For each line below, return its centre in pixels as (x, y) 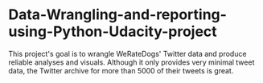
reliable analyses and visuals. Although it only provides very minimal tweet (131, 62)
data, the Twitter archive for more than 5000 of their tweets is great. (121, 70)
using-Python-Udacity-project (113, 32)
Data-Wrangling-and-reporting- (118, 15)
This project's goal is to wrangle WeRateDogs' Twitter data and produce (127, 53)
